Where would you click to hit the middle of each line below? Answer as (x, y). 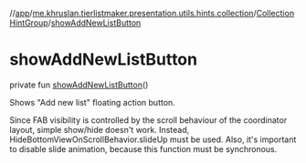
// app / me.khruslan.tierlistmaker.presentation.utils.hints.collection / (133, 13)
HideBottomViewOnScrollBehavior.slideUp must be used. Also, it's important (153, 139)
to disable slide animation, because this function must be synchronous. (143, 148)
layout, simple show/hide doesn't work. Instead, (100, 129)
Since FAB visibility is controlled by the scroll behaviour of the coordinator (148, 120)
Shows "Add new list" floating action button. (92, 102)
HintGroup (29, 23)
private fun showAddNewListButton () (79, 85)
